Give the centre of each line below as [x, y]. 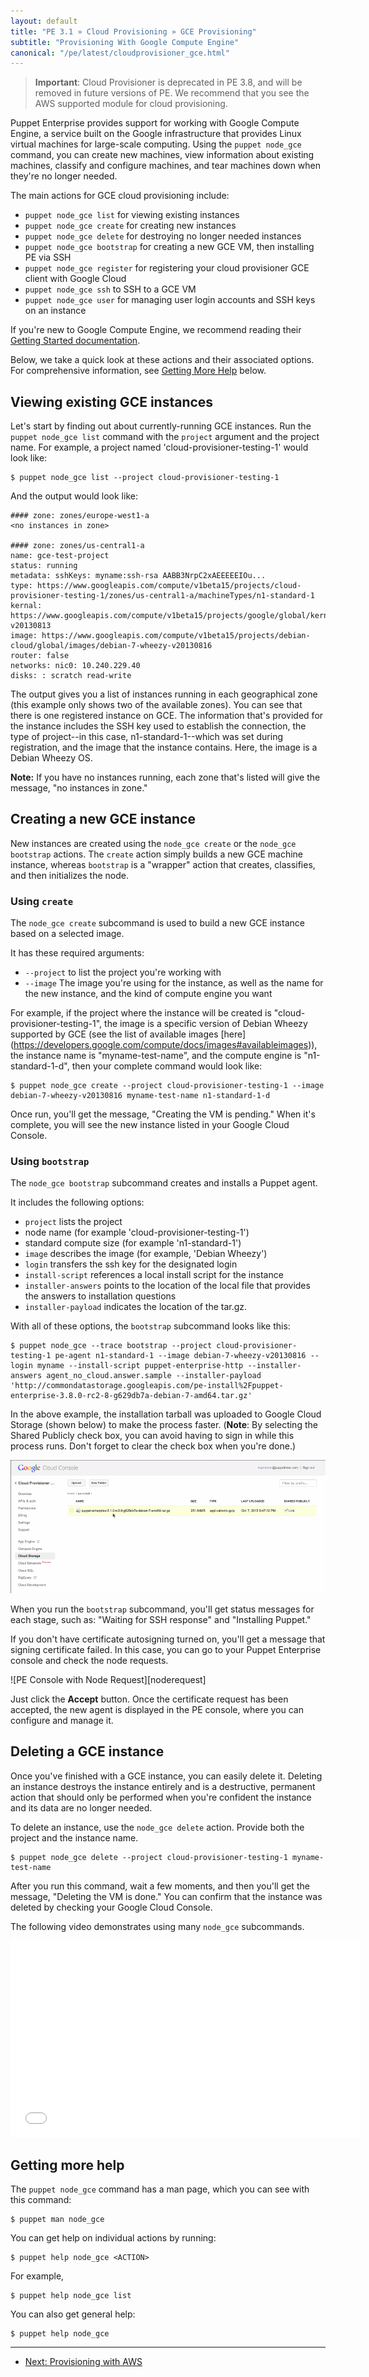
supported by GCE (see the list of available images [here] [128, 1034]
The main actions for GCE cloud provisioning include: [120, 196]
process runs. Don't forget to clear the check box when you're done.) [153, 1446]
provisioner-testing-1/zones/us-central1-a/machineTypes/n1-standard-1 [162, 596]
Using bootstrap [50, 1162]
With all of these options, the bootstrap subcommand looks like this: [150, 1326]
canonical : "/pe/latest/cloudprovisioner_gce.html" [120, 53]
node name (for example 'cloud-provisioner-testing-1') [137, 1232]
